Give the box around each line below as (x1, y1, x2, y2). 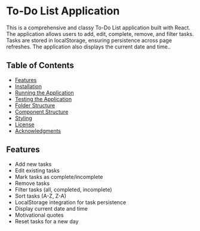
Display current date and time (14, 205, 88, 212)
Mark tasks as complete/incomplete (14, 173, 103, 180)
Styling (14, 114, 33, 121)
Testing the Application (14, 95, 72, 102)
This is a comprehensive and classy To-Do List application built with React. (6, 24, 191, 31)
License (14, 121, 35, 128)
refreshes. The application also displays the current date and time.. (6, 43, 171, 50)
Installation (14, 83, 42, 90)
